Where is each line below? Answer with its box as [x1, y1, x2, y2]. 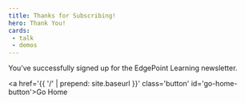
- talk [11, 34, 34, 42]
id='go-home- [191, 79, 238, 89]
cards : [8, 26, 30, 34]
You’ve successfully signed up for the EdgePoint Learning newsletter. [8, 63, 238, 73]
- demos [11, 42, 38, 50]
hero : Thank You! [8, 19, 66, 27]
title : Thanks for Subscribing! [8, 11, 116, 20]
